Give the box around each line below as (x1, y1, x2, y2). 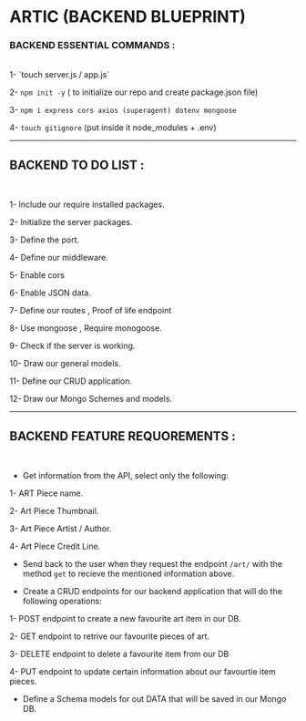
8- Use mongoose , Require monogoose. (9, 323, 162, 334)
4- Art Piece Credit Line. (9, 541, 101, 552)
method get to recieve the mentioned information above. (22, 568, 235, 580)
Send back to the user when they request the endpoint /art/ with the (22, 559, 282, 570)
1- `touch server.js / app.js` (9, 69, 110, 80)
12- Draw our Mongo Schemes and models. (9, 394, 173, 405)
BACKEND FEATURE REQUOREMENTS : (9, 428, 236, 444)
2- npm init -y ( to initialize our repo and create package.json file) (9, 87, 259, 98)
